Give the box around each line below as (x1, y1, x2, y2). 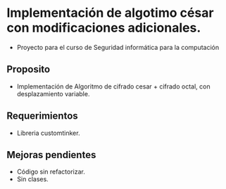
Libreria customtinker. (16, 129, 80, 137)
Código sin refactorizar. (16, 167, 85, 176)
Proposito (6, 63, 51, 75)
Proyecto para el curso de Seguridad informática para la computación (16, 43, 220, 51)
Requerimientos (6, 110, 78, 122)
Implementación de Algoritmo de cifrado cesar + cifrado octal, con (16, 82, 211, 91)
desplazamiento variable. (16, 89, 90, 98)
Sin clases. (16, 175, 49, 183)
